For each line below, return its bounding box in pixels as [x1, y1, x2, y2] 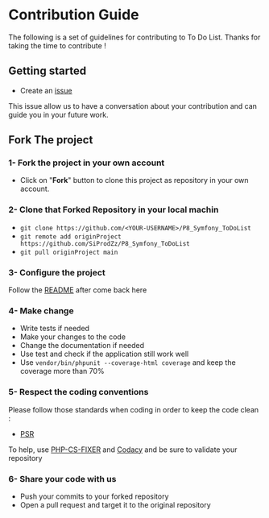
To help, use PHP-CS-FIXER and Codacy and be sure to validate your [8, 445, 238, 454]
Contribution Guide [8, 6, 139, 24]
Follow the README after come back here [8, 285, 147, 295]
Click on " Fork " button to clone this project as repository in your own [19, 176, 249, 185]
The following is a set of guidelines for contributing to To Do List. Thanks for [8, 32, 261, 42]
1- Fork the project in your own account [8, 157, 165, 168]
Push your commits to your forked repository [19, 491, 169, 501]
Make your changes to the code [19, 332, 126, 342]
